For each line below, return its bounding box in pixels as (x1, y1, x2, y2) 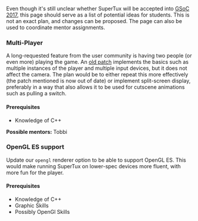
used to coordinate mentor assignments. (6, 24, 105, 31)
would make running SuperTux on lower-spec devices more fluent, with (6, 162, 181, 169)
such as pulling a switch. (6, 90, 67, 97)
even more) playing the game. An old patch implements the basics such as (6, 59, 189, 66)
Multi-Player (6, 39, 43, 47)
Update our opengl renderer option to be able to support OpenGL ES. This (6, 156, 186, 164)
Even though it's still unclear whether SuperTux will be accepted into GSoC (6, 5, 190, 12)
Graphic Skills (14, 202, 49, 209)
